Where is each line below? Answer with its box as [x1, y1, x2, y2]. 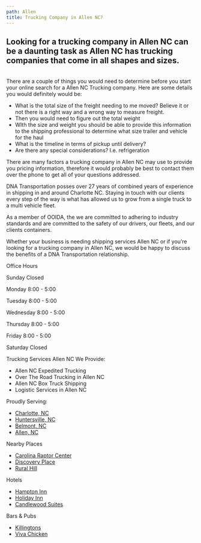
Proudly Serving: [6, 398, 48, 405]
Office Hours [6, 262, 38, 270]
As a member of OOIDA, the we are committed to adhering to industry [6, 214, 179, 221]
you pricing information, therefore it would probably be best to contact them [6, 165, 194, 172]
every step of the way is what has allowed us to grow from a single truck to [6, 196, 192, 203]
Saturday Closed [6, 344, 47, 351]
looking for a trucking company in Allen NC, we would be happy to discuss [6, 244, 191, 252]
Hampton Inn [14, 488, 47, 496]
